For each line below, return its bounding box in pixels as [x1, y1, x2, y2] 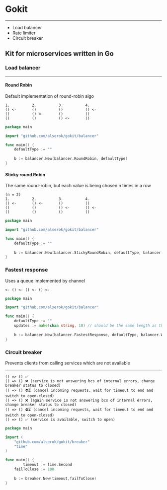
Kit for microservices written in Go [5, 50, 114, 58]
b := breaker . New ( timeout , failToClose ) [14, 476, 97, 481]
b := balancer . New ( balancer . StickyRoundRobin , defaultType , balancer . [14, 250, 164, 255]
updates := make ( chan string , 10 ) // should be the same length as [14, 323, 157, 328]
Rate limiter [12, 30, 36, 36]
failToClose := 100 [14, 467, 55, 472]
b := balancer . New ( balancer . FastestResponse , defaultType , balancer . [14, 332, 162, 337]
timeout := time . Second [23, 462, 72, 467]
